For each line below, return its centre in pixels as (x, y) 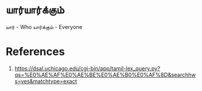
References (35, 52)
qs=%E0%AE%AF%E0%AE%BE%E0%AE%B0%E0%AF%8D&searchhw (105, 75)
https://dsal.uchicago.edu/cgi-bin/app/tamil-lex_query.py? (87, 68)
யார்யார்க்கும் (35, 10)
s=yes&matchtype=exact (45, 81)
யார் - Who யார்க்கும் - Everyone (44, 27)
